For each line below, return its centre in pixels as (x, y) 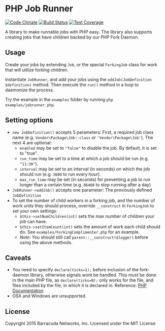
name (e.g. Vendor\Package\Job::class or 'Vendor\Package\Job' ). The (83, 137)
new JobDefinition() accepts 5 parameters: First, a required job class (83, 132)
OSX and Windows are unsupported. (49, 296)
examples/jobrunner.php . (30, 105)
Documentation (28, 291)
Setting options (29, 120)
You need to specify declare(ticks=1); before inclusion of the (75, 270)
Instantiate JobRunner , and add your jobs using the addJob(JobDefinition (78, 79)
